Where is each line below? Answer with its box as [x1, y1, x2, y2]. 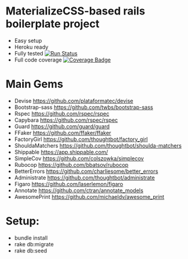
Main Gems [5, 77, 64, 91]
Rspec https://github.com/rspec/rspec [14, 110, 109, 117]
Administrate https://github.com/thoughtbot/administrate [14, 173, 155, 181]
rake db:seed [14, 247, 47, 254]
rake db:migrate [14, 240, 54, 248]
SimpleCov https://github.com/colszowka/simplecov [14, 155, 144, 162]
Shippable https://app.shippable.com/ [14, 148, 109, 155]
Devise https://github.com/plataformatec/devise [14, 97, 133, 104]
